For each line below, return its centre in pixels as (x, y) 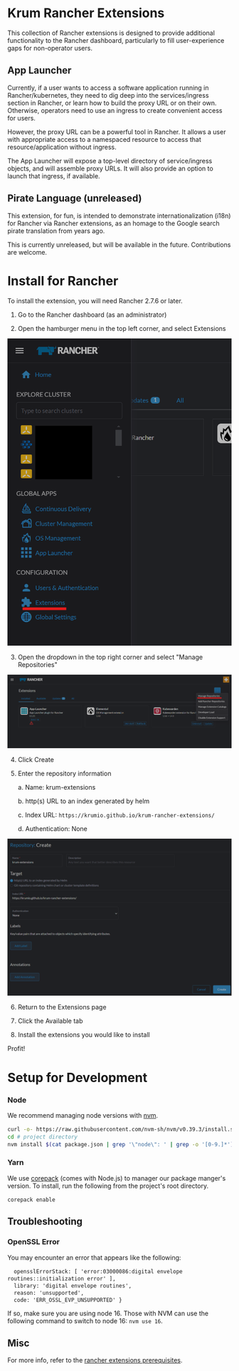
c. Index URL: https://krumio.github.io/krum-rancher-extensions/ (116, 815)
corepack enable (31, 1200)
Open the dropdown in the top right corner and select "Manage (110, 657)
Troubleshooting (45, 1222)
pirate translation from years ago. (56, 230)
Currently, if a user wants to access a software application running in (108, 88)
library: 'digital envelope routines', (73, 1285)
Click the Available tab (50, 1021)
